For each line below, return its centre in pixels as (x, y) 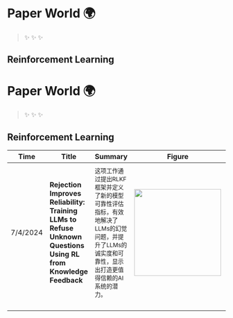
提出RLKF (113, 179)
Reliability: (67, 202)
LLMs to (63, 219)
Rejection (66, 185)
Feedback (66, 281)
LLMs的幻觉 (111, 229)
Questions (67, 246)
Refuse (62, 228)
